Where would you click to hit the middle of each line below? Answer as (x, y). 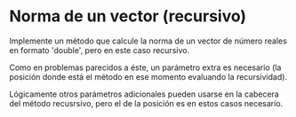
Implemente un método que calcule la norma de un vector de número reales (148, 41)
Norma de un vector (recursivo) (128, 16)
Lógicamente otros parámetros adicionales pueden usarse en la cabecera (144, 94)
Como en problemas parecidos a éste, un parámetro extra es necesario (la (145, 67)
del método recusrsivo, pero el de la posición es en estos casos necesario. (146, 103)
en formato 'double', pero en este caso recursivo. (99, 50)
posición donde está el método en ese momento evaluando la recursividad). (148, 76)
